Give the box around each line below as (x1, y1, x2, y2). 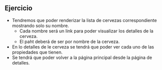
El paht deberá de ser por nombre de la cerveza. (19, 38, 120, 44)
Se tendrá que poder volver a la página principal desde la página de (12, 54, 152, 60)
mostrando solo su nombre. (12, 22, 69, 28)
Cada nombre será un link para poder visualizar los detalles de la (19, 27, 153, 34)
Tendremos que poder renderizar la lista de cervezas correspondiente (12, 17, 157, 23)
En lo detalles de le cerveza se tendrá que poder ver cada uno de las (12, 43, 154, 49)
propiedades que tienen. (12, 49, 63, 55)
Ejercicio (5, 4, 33, 12)
